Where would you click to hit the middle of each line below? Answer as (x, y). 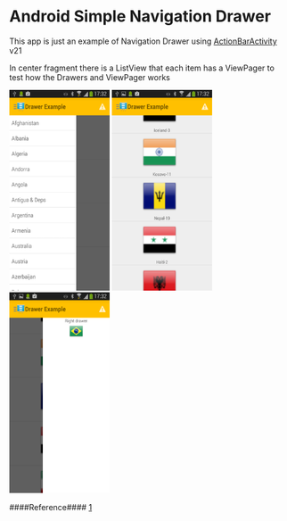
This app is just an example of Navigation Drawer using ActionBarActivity (143, 41)
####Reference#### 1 (51, 507)
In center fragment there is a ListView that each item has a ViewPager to (142, 68)
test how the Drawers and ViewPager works (90, 77)
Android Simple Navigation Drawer (140, 17)
